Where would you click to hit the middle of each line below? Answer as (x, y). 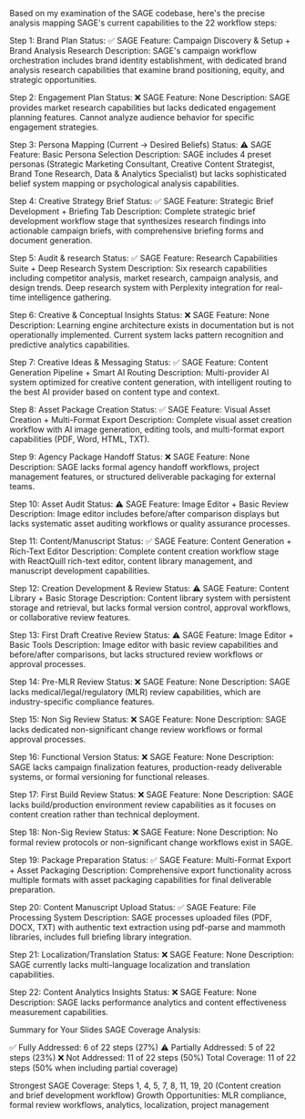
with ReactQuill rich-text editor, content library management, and (131, 561)
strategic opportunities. (53, 80)
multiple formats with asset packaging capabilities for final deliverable (141, 880)
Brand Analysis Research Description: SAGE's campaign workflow (133, 51)
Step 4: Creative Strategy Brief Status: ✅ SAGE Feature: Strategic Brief (142, 201)
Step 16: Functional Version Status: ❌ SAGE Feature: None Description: (142, 757)
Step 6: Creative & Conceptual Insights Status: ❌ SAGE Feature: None (140, 315)
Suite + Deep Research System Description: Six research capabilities (138, 268)
